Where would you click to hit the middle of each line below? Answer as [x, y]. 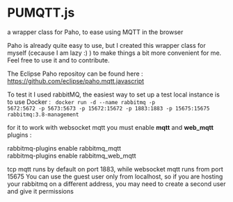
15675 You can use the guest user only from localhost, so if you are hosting [115, 176]
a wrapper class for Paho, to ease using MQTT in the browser [95, 32]
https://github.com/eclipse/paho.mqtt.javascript [76, 81]
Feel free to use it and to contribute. [58, 60]
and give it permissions [41, 191]
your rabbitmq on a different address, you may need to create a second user [116, 184]
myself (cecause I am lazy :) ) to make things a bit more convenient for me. [114, 53]
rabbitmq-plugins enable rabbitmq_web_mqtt [72, 155]
